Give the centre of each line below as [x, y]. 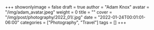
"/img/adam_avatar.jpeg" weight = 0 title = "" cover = [59, 12]
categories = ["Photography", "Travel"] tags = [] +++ [73, 22]
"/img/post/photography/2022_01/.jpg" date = [51, 17]
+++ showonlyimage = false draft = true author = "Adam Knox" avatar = [77, 7]
